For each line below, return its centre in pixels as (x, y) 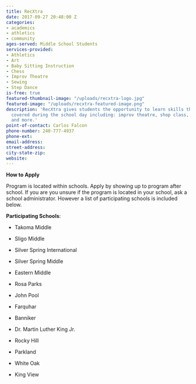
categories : (20, 22)
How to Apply (23, 175)
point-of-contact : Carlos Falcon (47, 126)
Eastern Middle (33, 273)
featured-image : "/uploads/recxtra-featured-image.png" (75, 104)
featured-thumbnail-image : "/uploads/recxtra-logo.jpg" (75, 98)
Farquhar (25, 307)
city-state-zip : (26, 153)
